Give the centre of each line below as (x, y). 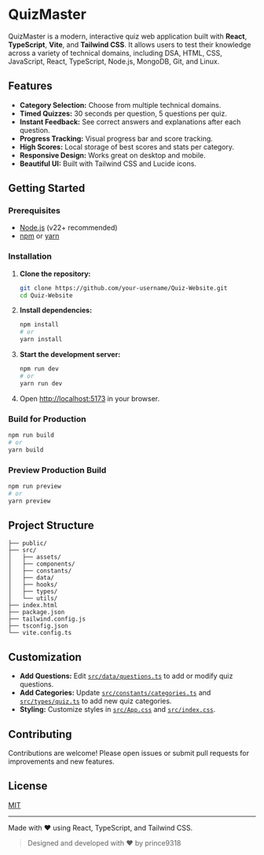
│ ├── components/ (42, 564)
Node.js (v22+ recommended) (68, 228)
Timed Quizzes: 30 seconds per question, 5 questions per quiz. (123, 113)
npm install (39, 325)
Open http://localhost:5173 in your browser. (89, 398)
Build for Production (47, 418)
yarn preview (29, 501)
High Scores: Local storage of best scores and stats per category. (126, 146)
